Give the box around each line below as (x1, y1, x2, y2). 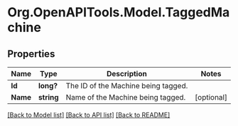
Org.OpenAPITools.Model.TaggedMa (7, 4, 230, 21)
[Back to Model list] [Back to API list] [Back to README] (7, 111, 171, 119)
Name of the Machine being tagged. (65, 93, 186, 102)
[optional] (195, 93, 227, 102)
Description (106, 69, 147, 78)
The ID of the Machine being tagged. (65, 81, 188, 90)
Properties (7, 48, 55, 60)
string (38, 93, 59, 102)
